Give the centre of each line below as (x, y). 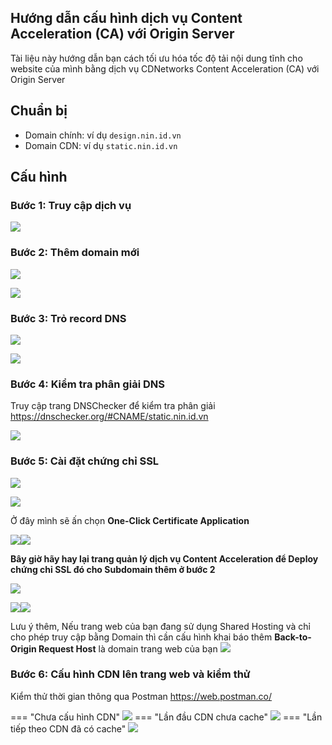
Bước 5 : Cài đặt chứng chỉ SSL (85, 461)
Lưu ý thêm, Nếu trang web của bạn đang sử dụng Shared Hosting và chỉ (160, 626)
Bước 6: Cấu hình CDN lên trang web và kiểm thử (130, 674)
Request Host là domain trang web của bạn (128, 648)
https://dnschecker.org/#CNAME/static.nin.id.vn (109, 417)
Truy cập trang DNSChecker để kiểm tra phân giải (113, 406)
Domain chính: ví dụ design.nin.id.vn (103, 135)
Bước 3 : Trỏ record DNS (68, 318)
